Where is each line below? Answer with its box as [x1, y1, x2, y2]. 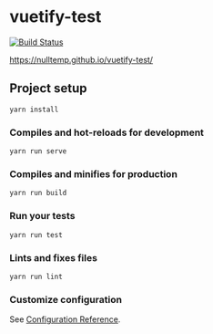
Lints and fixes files [9, 251, 98, 264]
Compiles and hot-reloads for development [9, 126, 205, 139]
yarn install [9, 105, 59, 114]
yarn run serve [9, 147, 67, 156]
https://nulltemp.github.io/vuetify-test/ [9, 54, 153, 65]
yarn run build [9, 189, 67, 198]
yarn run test [9, 230, 64, 239]
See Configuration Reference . [9, 314, 121, 325]
